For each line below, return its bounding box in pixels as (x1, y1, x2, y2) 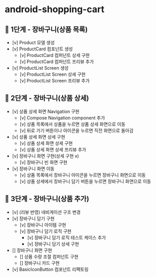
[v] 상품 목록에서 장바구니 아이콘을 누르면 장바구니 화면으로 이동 (19, 172, 146, 178)
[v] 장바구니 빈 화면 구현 (19, 159, 68, 165)
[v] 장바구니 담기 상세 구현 (27, 240, 80, 247)
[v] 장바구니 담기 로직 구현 (19, 228, 72, 234)
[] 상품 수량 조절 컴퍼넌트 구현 (19, 253, 79, 260)
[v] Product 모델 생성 (12, 40, 55, 45)
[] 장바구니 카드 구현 (19, 260, 60, 266)
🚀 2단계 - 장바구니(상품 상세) (5, 94, 89, 103)
